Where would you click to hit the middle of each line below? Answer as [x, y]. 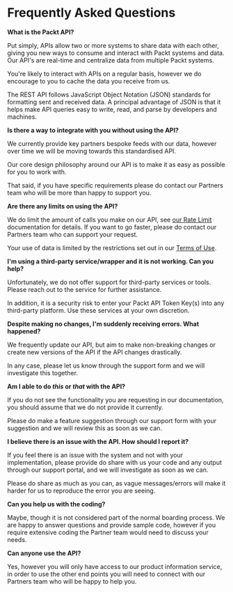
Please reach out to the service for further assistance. [85, 289]
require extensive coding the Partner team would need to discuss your [108, 532]
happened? [24, 331]
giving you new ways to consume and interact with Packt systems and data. [116, 53]
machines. [22, 117]
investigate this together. [43, 372]
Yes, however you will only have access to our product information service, [115, 566]
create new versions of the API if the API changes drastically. [95, 352]
